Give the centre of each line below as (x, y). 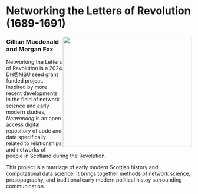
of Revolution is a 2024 (34, 68)
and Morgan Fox (30, 50)
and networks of (26, 150)
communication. (26, 186)
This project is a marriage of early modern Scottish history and (82, 167)
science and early (28, 106)
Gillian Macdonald (32, 42)
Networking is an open (34, 119)
